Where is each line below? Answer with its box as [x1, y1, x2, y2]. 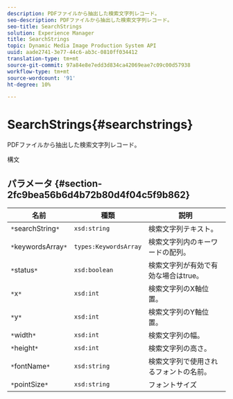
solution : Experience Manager [7, 29, 95, 37]
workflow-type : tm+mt [7, 68, 70, 75]
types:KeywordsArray [74, 243, 142, 250]
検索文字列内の [148, 237, 198, 247]
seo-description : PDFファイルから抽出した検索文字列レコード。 [7, 17, 173, 24]
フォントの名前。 [155, 367, 212, 376]
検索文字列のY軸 [148, 308, 202, 317]
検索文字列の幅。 [148, 330, 205, 340]
